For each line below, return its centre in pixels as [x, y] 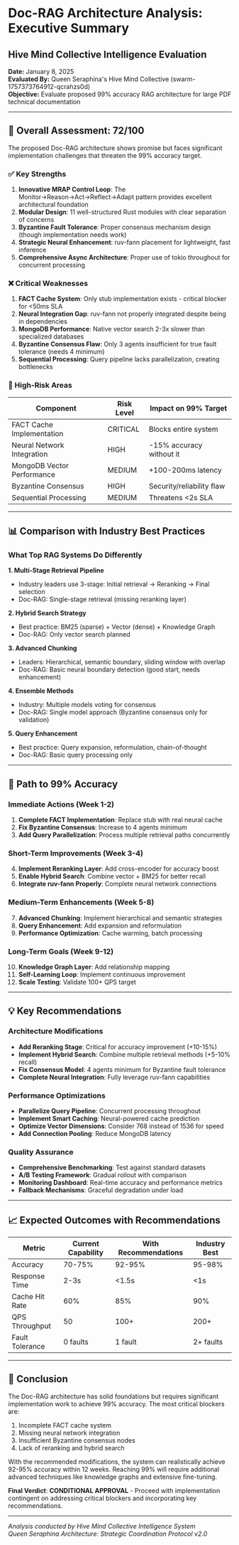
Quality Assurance [41, 1152]
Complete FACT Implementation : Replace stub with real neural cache [120, 820]
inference [32, 250]
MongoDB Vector [40, 465]
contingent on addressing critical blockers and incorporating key [102, 1498]
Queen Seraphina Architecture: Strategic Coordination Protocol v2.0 [108, 1534]
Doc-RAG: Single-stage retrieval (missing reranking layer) [102, 600]
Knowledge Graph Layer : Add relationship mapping [94, 967]
